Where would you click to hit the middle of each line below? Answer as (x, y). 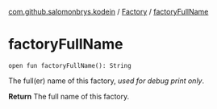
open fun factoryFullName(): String (70, 65)
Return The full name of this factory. (69, 96)
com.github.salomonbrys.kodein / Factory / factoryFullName (108, 12)
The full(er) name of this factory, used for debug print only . (106, 81)
